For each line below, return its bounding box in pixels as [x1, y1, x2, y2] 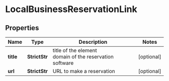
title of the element [52, 47, 97, 54]
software [52, 59, 74, 66]
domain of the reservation [52, 53, 114, 60]
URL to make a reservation [52, 68, 116, 74]
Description [78, 39, 108, 45]
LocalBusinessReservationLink [5, 4, 137, 15]
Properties [5, 24, 39, 32]
